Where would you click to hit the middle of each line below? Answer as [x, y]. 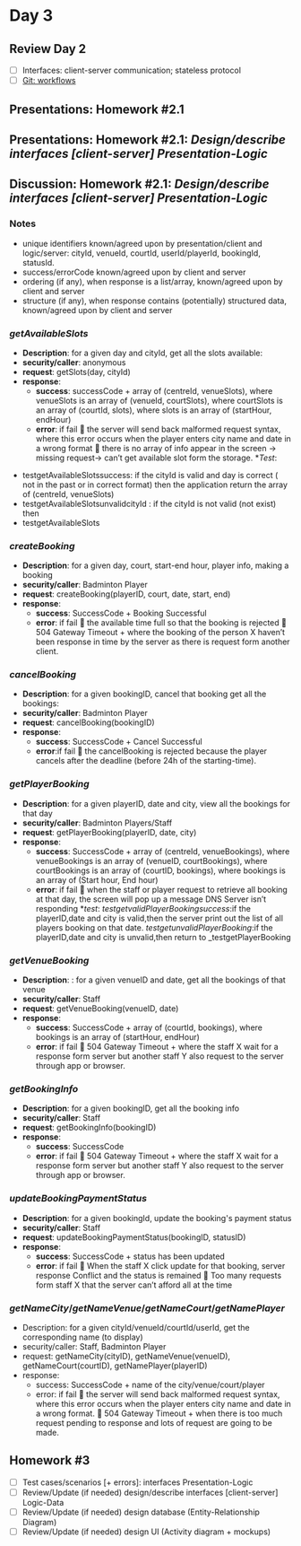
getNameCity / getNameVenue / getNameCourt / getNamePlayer [147, 1308]
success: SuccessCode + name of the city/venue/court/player [150, 1384]
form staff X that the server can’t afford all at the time [134, 1285]
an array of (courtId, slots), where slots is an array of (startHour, [154, 410]
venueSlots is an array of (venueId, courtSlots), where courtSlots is [159, 400]
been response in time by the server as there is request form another [163, 642]
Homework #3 [50, 1460]
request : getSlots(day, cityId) [77, 371]
